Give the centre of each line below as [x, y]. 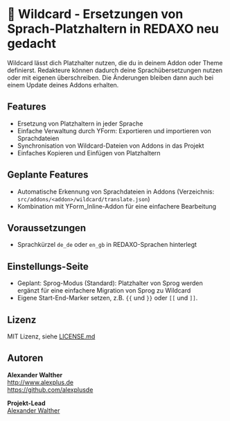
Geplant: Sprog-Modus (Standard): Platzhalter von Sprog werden [110, 283]
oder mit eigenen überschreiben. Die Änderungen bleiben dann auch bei [110, 77]
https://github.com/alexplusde [50, 389]
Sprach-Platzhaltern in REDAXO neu [113, 29]
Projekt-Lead [27, 403]
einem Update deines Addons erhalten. [63, 85]
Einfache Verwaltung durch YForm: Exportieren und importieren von [114, 130]
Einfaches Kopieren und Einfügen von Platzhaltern [89, 153]
